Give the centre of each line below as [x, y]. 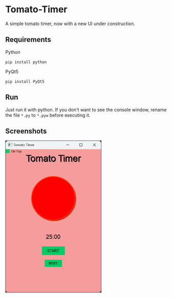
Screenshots [26, 131]
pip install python [26, 62]
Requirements [28, 40]
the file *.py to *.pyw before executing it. [48, 115]
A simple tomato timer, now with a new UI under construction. [70, 24]
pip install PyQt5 [25, 81]
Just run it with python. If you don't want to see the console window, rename [86, 110]
